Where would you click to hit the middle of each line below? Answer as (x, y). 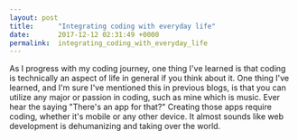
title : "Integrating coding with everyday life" (113, 26)
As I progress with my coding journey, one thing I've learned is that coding (148, 69)
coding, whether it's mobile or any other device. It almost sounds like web (147, 117)
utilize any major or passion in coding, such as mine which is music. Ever (145, 98)
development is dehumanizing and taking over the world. (115, 126)
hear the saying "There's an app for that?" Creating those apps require (141, 107)
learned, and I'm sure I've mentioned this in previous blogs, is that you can (148, 88)
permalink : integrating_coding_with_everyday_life (108, 43)
